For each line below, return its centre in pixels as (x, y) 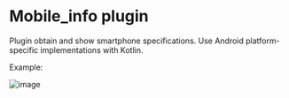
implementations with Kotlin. (92, 49)
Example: (26, 67)
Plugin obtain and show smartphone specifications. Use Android (126, 41)
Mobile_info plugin (79, 16)
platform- (263, 41)
